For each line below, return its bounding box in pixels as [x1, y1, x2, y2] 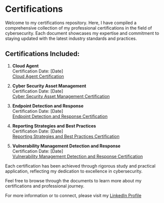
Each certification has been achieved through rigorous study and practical [5, 163, 156, 169]
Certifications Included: [5, 50, 80, 58]
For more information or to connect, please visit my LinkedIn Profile [5, 192, 142, 198]
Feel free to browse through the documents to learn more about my [5, 177, 142, 183]
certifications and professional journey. [5, 183, 85, 189]
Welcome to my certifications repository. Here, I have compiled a [5, 20, 137, 26]
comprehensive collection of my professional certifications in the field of [5, 25, 152, 31]
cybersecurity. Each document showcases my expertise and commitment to [5, 30, 159, 36]
